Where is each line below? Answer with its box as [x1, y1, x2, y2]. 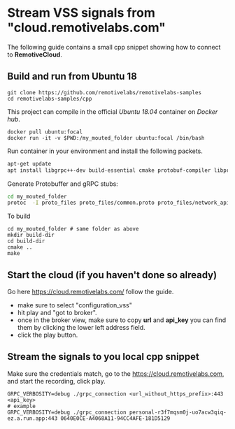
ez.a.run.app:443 [7, 414, 58, 422]
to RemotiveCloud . [7, 50, 63, 59]
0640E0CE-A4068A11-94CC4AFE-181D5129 [60, 414, 171, 422]
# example [7, 402, 36, 409]
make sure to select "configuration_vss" [17, 301, 133, 310]
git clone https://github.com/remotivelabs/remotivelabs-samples [7, 89, 201, 96]
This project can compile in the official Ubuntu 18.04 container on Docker [7, 107, 218, 116]
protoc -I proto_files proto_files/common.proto [7, 199, 155, 207]
